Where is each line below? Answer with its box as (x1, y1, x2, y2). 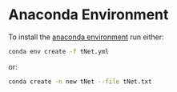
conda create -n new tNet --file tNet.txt (8, 78, 152, 86)
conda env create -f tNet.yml (8, 47, 110, 55)
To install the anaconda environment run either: (8, 32, 164, 42)
